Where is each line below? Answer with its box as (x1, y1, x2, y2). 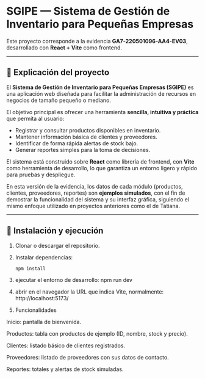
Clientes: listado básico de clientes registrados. (6, 342, 126, 349)
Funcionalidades (15, 306, 57, 314)
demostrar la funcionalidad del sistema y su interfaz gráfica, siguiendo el (6, 195, 190, 203)
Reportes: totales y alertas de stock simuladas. (6, 366, 124, 373)
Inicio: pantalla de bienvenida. (6, 319, 81, 326)
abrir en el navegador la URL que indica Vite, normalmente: (15, 288, 164, 295)
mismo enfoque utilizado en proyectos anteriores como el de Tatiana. (6, 202, 181, 209)
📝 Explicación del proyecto (6, 67, 110, 78)
